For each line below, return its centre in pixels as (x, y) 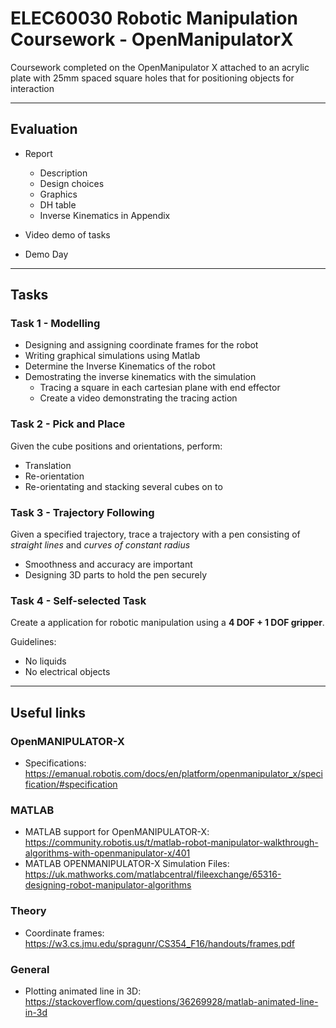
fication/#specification (71, 784)
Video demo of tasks (67, 234)
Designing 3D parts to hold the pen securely (116, 575)
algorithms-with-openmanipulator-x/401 (107, 853)
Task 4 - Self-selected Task (78, 600)
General (30, 969)
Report (38, 153)
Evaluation (44, 129)
